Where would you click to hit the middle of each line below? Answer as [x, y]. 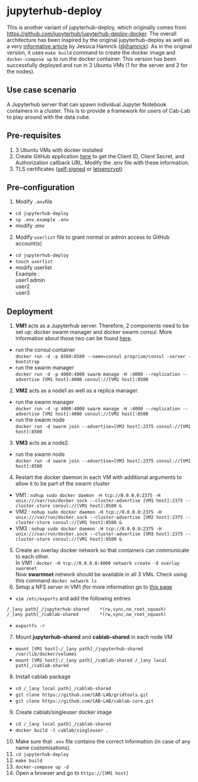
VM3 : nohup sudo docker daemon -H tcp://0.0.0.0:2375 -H [88, 528]
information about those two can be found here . [74, 339]
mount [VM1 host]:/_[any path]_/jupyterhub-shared [79, 649]
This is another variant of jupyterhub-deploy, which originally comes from [97, 27]
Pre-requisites [34, 135]
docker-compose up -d [42, 767]
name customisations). [43, 748]
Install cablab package [43, 676]
